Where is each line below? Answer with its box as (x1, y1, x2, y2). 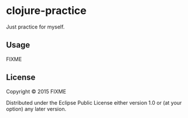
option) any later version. (6, 105, 66, 112)
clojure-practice (6, 4, 87, 17)
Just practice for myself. (6, 23, 65, 30)
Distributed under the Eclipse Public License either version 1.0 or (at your (6, 99, 182, 106)
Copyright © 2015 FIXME (6, 88, 66, 95)
